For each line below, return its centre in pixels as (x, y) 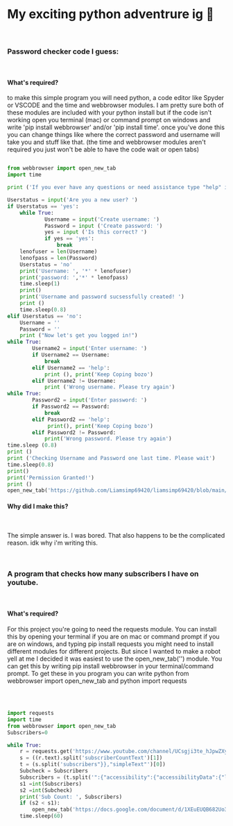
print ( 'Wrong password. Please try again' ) (108, 439)
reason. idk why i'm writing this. (53, 543)
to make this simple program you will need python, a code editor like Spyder (115, 98)
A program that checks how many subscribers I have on (103, 574)
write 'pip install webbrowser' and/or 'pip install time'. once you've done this (116, 127)
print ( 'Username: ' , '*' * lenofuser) (76, 271)
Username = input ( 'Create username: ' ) (102, 219)
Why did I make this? (38, 506)
